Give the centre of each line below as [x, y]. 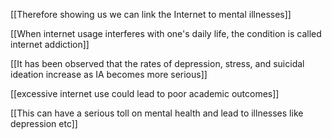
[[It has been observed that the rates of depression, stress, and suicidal [157, 63]
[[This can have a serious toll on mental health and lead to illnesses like [157, 113]
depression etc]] [44, 123]
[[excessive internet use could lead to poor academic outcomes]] [145, 93]
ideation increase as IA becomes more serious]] [109, 74]
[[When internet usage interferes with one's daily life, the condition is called [166, 33]
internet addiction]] [50, 44]
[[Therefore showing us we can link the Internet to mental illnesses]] [151, 14]
